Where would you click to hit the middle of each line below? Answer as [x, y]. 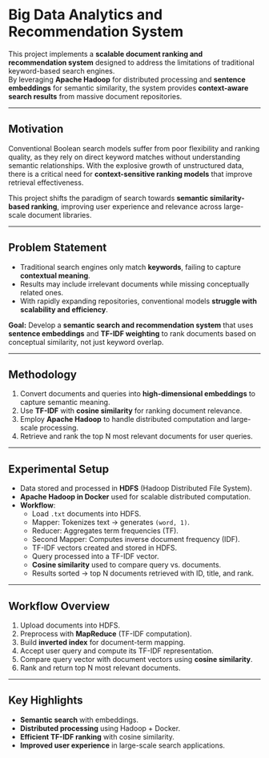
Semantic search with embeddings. [79, 720]
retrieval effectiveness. [46, 182]
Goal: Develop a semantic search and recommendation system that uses [131, 325]
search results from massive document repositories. [95, 96]
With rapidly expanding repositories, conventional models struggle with [139, 301]
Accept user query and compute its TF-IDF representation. [116, 651]
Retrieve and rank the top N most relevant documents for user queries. [137, 436]
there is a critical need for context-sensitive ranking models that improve [130, 174]
